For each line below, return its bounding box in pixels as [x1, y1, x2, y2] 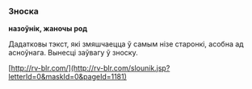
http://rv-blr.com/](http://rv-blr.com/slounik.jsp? [10, 63, 170, 73]
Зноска [8, 6, 39, 17]
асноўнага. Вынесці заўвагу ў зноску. [8, 48, 139, 58]
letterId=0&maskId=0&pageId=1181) [8, 72, 128, 82]
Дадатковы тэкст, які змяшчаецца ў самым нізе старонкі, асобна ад [8, 39, 244, 49]
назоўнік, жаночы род [8, 24, 88, 34]
